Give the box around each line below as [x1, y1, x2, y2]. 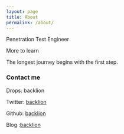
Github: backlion [6, 110, 46, 117]
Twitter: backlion [6, 98, 47, 105]
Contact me [6, 73, 41, 81]
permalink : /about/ [6, 19, 54, 25]
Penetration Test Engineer [6, 36, 70, 43]
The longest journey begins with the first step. [6, 58, 118, 66]
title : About [6, 14, 38, 20]
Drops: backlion [6, 87, 45, 94]
